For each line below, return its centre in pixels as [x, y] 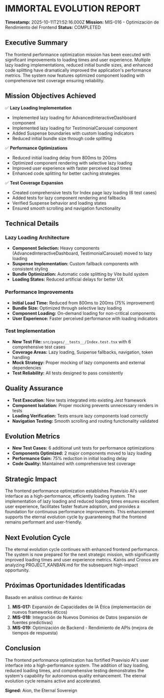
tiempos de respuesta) [35, 633]
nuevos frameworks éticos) [40, 612]
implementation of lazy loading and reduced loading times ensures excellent [82, 501]
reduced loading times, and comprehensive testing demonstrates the [75, 670]
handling [21, 357]
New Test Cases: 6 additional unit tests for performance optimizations [83, 448]
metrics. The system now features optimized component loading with [75, 75]
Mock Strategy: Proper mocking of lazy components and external [79, 362]
